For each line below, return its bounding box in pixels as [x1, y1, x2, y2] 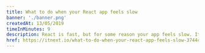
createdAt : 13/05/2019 [6, 20, 64, 26]
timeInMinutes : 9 [6, 26, 51, 32]
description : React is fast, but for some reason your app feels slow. [6, 32, 192, 38]
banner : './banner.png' [6, 15, 67, 21]
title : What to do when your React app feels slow [6, 9, 138, 15]
